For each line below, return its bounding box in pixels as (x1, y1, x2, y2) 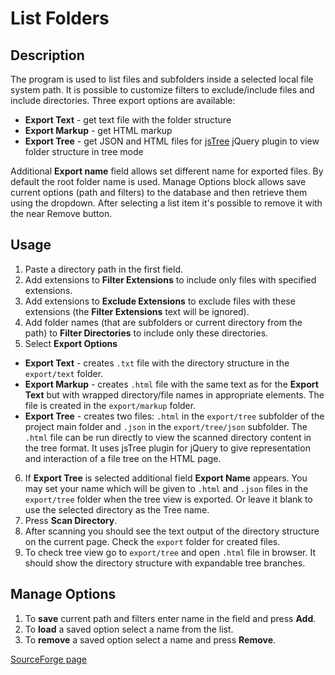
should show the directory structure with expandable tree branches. (24, 557, 306, 569)
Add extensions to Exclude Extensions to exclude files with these (24, 295, 296, 307)
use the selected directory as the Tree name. (24, 503, 210, 516)
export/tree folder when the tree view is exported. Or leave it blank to (24, 493, 313, 505)
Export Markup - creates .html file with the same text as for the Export (24, 378, 319, 390)
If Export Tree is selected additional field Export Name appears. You (24, 472, 308, 484)
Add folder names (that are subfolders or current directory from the (24, 316, 303, 328)
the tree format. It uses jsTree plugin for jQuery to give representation (24, 442, 311, 454)
